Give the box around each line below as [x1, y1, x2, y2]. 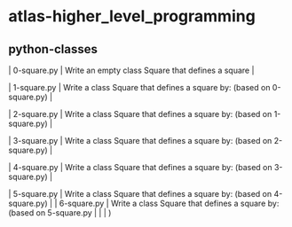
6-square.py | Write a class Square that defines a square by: [59, 198, 280, 208]
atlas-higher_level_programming [8, 6, 256, 27]
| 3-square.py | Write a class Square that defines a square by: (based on [8, 136, 272, 145]
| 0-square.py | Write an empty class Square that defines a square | [8, 65, 255, 75]
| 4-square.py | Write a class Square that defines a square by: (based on [8, 162, 272, 172]
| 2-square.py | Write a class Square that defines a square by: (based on [8, 109, 272, 119]
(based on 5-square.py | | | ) [8, 207, 112, 218]
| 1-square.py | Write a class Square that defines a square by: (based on [8, 82, 271, 92]
